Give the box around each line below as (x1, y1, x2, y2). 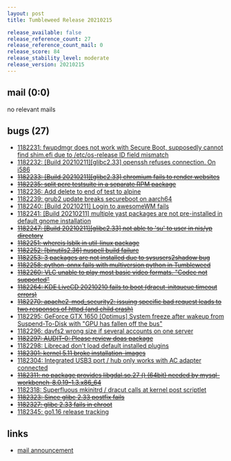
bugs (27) (7, 125, 50, 137)
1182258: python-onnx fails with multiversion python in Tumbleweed (17, 261, 211, 270)
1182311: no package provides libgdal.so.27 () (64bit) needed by (17, 371, 199, 379)
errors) (17, 290, 37, 299)
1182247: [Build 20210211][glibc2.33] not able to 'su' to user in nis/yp (17, 224, 212, 232)
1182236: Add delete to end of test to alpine (17, 187, 141, 196)
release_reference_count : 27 (7, 35, 91, 42)
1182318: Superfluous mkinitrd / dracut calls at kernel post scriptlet (17, 386, 207, 394)
